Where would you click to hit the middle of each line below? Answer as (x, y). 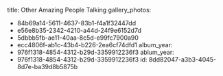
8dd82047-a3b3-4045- (183, 60)
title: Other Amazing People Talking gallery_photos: (79, 10)
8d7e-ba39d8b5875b (47, 67)
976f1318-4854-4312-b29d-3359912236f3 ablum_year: (95, 52)
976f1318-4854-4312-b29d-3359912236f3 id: (82, 60)
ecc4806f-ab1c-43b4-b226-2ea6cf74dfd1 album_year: (95, 45)
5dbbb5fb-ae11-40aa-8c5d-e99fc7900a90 (78, 38)
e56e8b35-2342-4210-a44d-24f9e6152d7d (79, 30)
